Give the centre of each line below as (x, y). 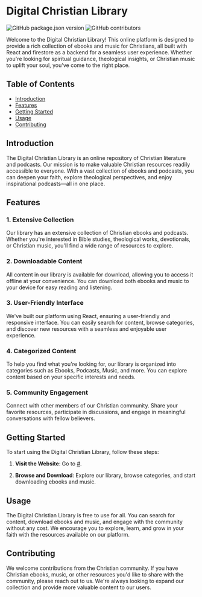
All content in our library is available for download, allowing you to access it (100, 274)
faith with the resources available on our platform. (68, 535)
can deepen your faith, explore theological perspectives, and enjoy (89, 177)
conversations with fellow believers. (51, 418)
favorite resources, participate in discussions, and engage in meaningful (96, 412)
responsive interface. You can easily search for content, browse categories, (100, 322)
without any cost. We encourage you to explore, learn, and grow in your (95, 528)
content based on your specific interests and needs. (71, 377)
